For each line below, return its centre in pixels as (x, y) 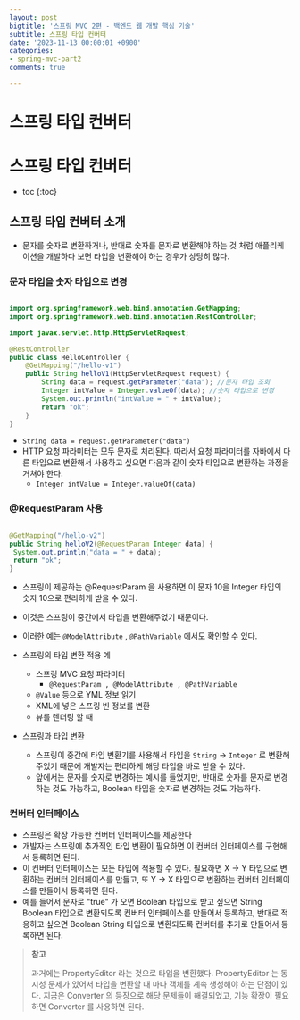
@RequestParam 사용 (56, 508)
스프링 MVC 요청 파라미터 (80, 674)
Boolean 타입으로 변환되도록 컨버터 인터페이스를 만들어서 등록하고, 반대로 (150, 913)
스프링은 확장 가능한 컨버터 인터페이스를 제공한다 (107, 835)
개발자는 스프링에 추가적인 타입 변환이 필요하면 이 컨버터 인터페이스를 (142, 846)
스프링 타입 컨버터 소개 (68, 222)
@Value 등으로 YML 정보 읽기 (86, 695)
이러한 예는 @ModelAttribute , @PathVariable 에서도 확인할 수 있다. (140, 636)
